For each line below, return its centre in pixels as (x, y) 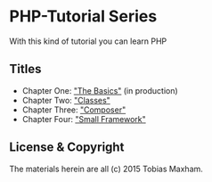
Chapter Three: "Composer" (74, 110)
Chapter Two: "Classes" (66, 100)
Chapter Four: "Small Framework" (84, 119)
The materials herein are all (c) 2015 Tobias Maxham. (106, 169)
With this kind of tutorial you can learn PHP (88, 41)
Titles (25, 69)
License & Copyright (67, 148)
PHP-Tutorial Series (83, 17)
